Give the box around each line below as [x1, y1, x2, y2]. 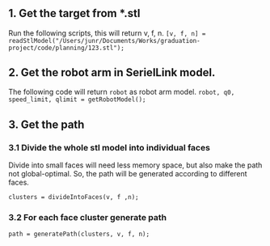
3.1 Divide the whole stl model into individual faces [8, 142, 210, 153]
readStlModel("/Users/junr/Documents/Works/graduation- [8, 36, 200, 45]
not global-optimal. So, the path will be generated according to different [8, 169, 248, 179]
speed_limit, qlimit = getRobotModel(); [8, 95, 147, 104]
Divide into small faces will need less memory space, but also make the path [8, 160, 263, 170]
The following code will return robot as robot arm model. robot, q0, [8, 87, 235, 97]
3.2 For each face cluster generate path [8, 212, 167, 223]
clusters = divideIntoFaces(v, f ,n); [8, 193, 139, 201]
